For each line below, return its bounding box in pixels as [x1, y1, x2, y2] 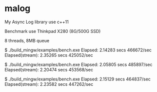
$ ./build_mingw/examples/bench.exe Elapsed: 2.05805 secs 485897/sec [4, 61, 153, 67]
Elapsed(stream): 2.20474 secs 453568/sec [4, 66, 94, 73]
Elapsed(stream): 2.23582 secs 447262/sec [4, 81, 94, 87]
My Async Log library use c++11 [4, 19, 69, 25]
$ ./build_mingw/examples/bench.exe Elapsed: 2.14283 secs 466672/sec [4, 47, 152, 53]
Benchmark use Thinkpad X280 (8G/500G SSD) [4, 28, 101, 34]
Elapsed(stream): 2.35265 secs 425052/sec [4, 52, 93, 58]
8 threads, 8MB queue [4, 37, 50, 44]
